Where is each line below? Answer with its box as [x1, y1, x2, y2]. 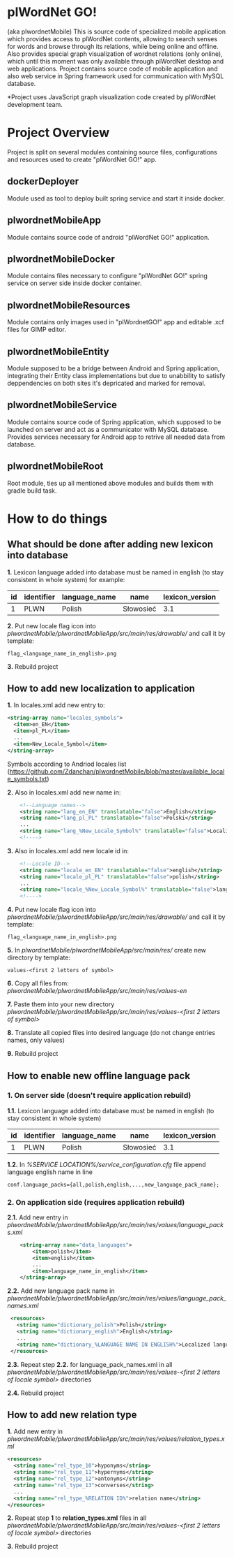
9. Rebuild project [7, 1050, 58, 1058]
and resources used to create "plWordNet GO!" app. [7, 155, 157, 164]
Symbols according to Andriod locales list [7, 760, 127, 768]
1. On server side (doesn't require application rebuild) [7, 1091, 192, 1101]
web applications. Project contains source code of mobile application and [7, 64, 218, 73]
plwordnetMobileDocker [7, 253, 115, 265]
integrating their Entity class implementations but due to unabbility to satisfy [7, 371, 226, 379]
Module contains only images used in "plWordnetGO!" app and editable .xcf [7, 318, 225, 326]
